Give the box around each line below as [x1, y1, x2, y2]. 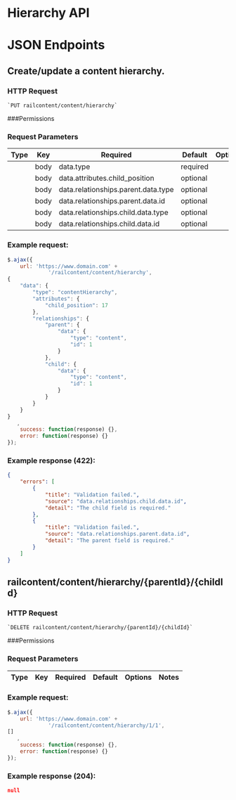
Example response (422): [7, 456, 96, 465]
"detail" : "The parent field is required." [44, 537, 174, 544]
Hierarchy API [7, 5, 90, 21]
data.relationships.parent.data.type [58, 185, 174, 195]
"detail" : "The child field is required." [44, 504, 171, 511]
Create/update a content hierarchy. [7, 65, 165, 77]
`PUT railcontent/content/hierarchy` [7, 102, 118, 110]
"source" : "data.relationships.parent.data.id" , [44, 531, 190, 538]
